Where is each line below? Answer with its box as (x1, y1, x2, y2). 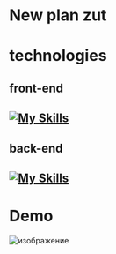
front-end (9, 80, 64, 95)
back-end (9, 140, 63, 155)
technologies (9, 46, 107, 66)
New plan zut (9, 5, 107, 26)
